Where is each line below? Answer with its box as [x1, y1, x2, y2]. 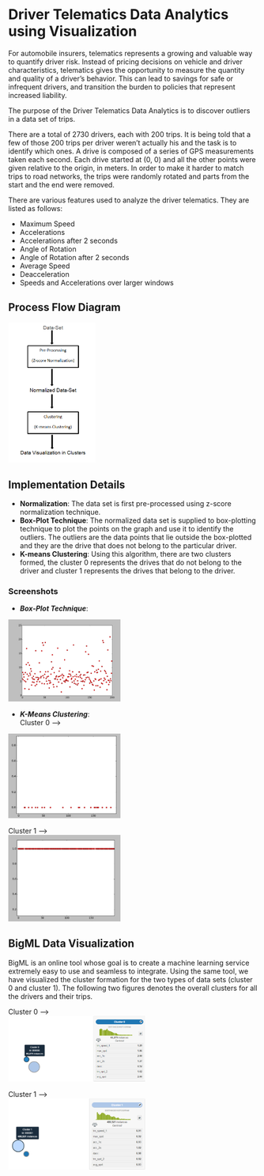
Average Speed [19, 261, 70, 270]
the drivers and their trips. [8, 991, 93, 1001]
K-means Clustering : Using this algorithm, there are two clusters [19, 549, 232, 558]
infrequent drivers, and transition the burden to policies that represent [8, 81, 236, 92]
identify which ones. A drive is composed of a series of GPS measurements [8, 146, 255, 156]
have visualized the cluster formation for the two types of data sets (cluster [8, 974, 253, 984]
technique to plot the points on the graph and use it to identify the [19, 524, 234, 533]
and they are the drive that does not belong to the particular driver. [19, 540, 237, 550]
